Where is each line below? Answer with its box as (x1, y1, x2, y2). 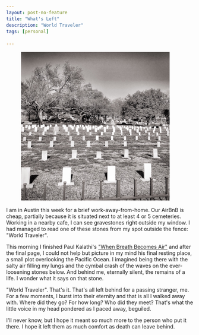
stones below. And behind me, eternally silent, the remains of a (31, 268, 185, 276)
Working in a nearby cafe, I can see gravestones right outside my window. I (6, 219, 190, 226)
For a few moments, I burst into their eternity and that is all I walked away (6, 293, 185, 300)
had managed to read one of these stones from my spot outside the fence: (6, 226, 188, 233)
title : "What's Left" (6, 15, 60, 22)
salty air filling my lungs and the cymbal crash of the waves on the (6, 262, 168, 270)
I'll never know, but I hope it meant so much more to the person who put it (6, 317, 187, 324)
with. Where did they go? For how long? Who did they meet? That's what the (6, 299, 194, 306)
